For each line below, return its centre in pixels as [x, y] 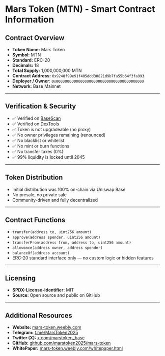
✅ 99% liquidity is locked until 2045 [48, 157]
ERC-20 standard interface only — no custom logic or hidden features [83, 258]
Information [29, 19]
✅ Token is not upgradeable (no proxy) [51, 129]
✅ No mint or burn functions [41, 146]
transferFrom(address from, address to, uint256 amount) [72, 243]
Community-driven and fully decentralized [55, 200]
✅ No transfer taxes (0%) [38, 151]
